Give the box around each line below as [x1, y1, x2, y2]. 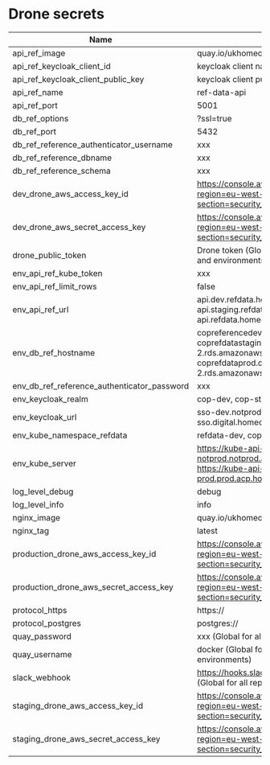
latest [196, 524, 219, 536]
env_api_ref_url [12, 303, 69, 315]
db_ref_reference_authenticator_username [12, 138, 173, 150]
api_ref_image [12, 47, 66, 59]
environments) [196, 653, 252, 664]
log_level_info [12, 499, 64, 510]
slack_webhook [12, 672, 71, 683]
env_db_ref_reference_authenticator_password [12, 380, 190, 391]
